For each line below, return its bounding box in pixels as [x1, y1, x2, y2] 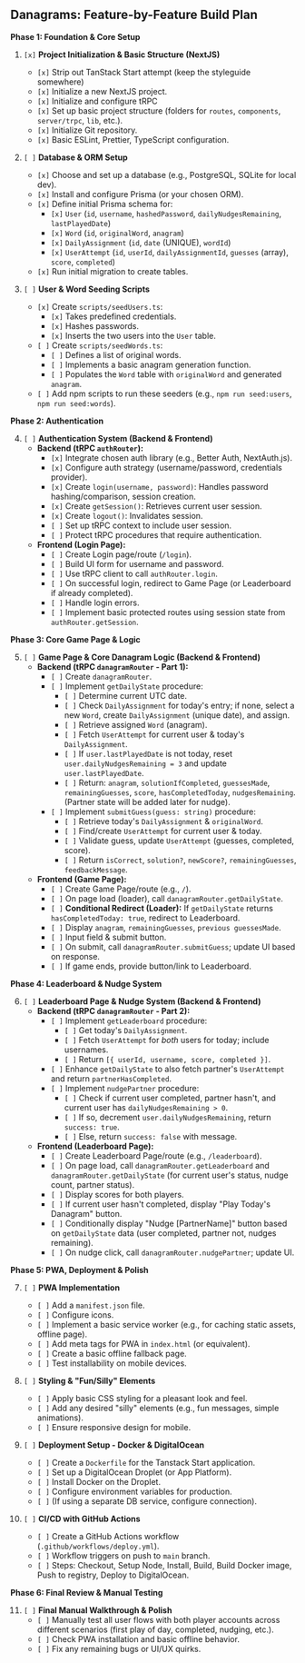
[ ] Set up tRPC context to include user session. [50, 520, 232, 531]
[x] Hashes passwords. [50, 320, 140, 331]
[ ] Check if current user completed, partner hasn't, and [64, 1092, 276, 1103]
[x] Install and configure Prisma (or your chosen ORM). [36, 188, 244, 199]
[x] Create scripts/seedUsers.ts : [36, 301, 163, 312]
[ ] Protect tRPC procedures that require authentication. [50, 529, 262, 540]
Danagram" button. [50, 1208, 123, 1219]
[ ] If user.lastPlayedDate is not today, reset [64, 748, 232, 759]
